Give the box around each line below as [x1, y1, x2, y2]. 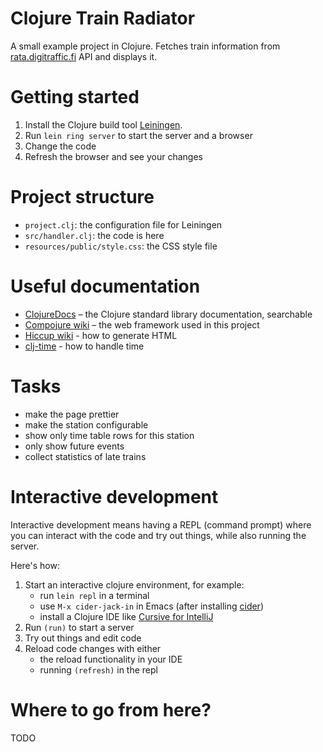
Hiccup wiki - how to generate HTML [24, 329, 178, 341]
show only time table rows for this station [24, 429, 195, 441]
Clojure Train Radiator [10, 7, 196, 30]
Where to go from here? [10, 698, 212, 721]
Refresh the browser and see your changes [24, 150, 203, 162]
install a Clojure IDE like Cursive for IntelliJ [39, 610, 214, 622]
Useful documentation [10, 275, 201, 297]
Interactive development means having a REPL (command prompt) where [10, 518, 312, 531]
